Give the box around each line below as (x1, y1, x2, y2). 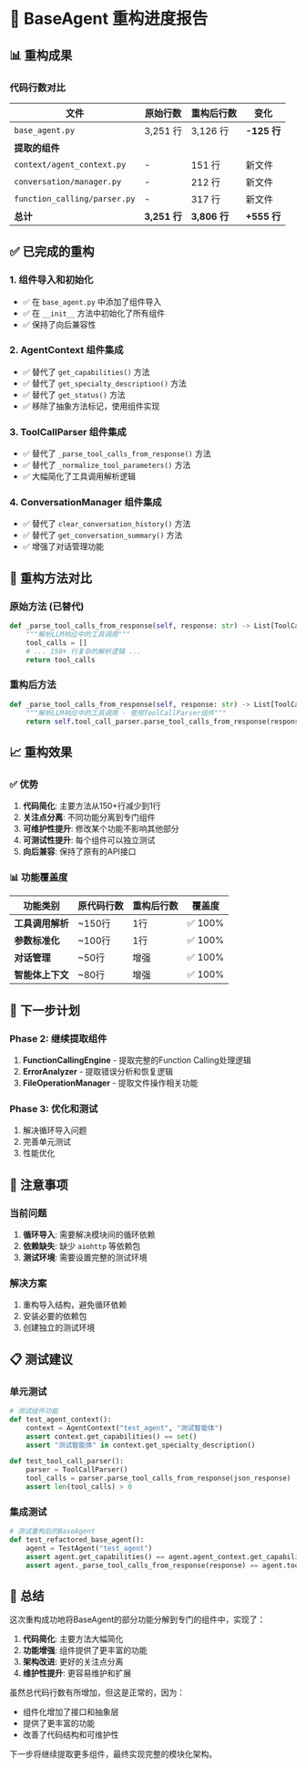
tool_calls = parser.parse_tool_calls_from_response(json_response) (25, 1474, 291, 1483)
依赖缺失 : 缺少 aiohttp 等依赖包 (22, 1241, 141, 1252)
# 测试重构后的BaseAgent (9, 1527, 96, 1536)
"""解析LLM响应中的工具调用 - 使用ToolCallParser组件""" (25, 708, 228, 717)
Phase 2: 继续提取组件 (9, 1032, 107, 1045)
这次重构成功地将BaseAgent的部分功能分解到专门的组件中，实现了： (9, 1614, 266, 1625)
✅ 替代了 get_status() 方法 (22, 389, 126, 400)
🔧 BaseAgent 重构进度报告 (9, 8, 209, 29)
